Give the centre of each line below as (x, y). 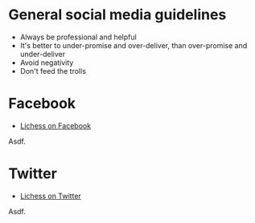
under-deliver (43, 54)
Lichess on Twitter (51, 196)
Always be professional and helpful (78, 37)
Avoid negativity (47, 63)
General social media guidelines (117, 15)
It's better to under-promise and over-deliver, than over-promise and (134, 45)
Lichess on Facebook (55, 125)
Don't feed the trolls (53, 71)
